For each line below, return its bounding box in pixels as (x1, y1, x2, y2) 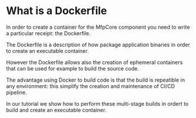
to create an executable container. (6, 47, 89, 54)
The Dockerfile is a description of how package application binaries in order (6, 41, 190, 48)
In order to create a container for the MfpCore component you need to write (6, 23, 190, 31)
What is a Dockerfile (6, 4, 107, 18)
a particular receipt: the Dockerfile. (6, 29, 91, 36)
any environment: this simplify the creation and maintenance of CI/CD (6, 82, 175, 89)
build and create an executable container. (6, 106, 107, 113)
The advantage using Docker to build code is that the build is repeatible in (6, 76, 185, 83)
